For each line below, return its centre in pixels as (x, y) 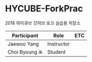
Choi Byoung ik (25, 52)
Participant (25, 35)
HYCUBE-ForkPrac (44, 9)
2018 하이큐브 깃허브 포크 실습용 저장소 (43, 23)
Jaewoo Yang (23, 44)
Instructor (59, 44)
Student (57, 52)
